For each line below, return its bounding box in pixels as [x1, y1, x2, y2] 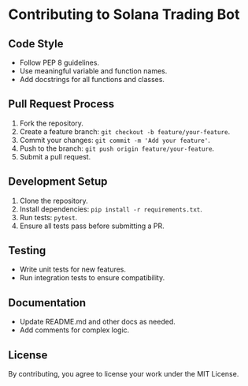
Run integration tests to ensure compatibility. [19, 273, 165, 283]
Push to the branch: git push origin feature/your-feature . [19, 144, 215, 153]
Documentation [8, 296, 87, 309]
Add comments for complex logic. [19, 325, 130, 335]
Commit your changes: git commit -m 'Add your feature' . [19, 135, 210, 144]
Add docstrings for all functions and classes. [19, 75, 165, 84]
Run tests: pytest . [19, 212, 78, 222]
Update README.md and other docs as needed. [19, 317, 176, 327]
